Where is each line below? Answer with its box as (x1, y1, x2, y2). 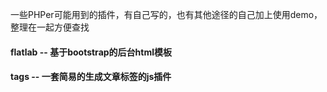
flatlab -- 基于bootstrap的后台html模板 (10, 46, 172, 58)
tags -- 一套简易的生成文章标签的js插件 (10, 71, 172, 83)
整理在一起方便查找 (10, 21, 90, 33)
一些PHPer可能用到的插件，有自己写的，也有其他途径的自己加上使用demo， (10, 9, 323, 20)
